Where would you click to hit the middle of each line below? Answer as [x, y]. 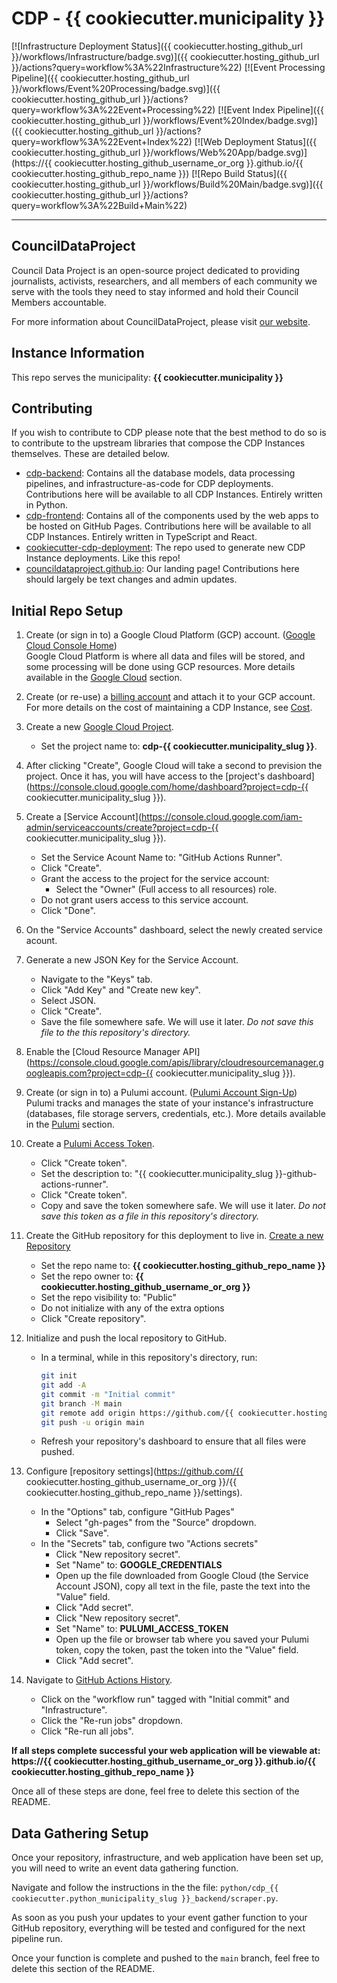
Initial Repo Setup [67, 610]
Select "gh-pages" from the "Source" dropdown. [156, 1523]
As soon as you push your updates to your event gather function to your [159, 1918]
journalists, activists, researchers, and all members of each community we [164, 281]
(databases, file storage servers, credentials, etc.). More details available [175, 1114]
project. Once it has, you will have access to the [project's [145, 776]
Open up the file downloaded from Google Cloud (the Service [182, 1576]
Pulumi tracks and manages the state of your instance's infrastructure [169, 1103]
